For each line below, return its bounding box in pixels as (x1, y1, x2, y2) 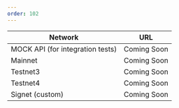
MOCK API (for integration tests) (10, 44, 117, 54)
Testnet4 (10, 78, 41, 88)
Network (48, 32, 79, 42)
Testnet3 (10, 67, 41, 77)
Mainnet (10, 55, 38, 65)
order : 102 (7, 10, 39, 17)
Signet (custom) (10, 89, 64, 99)
